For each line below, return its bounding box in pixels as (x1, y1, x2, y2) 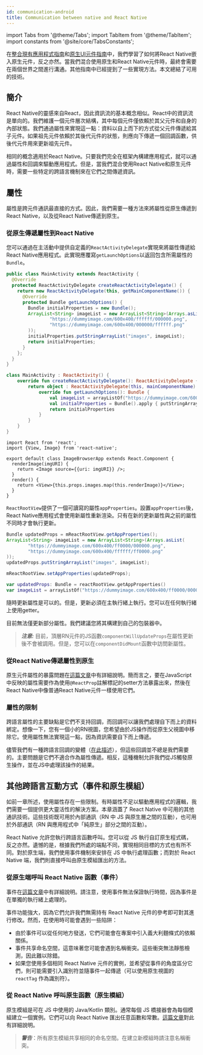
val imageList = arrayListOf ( (49, 395, 126, 401)
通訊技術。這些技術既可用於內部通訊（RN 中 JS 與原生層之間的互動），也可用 (6, 814, 197, 821)
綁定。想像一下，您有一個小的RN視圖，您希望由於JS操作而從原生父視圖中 (6, 726, 190, 733)
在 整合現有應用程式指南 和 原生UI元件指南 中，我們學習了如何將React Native (6, 50, 192, 58)
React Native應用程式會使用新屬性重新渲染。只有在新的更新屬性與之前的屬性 (6, 511, 197, 519)
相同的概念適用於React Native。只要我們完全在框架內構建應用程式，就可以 (6, 153, 192, 160)
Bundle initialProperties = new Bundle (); (28, 305, 137, 311)
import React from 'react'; (6, 439, 77, 446)
